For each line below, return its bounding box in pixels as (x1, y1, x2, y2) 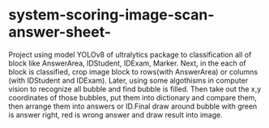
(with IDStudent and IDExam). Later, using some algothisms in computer (8, 75, 249, 85)
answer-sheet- (8, 23, 112, 41)
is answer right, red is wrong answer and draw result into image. (8, 109, 223, 119)
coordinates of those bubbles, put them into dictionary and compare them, (8, 92, 258, 102)
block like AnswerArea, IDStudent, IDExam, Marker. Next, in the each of (8, 58, 246, 68)
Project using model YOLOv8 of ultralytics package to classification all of (8, 49, 252, 59)
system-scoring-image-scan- (8, 6, 215, 24)
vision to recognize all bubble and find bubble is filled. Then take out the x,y (8, 83, 262, 94)
